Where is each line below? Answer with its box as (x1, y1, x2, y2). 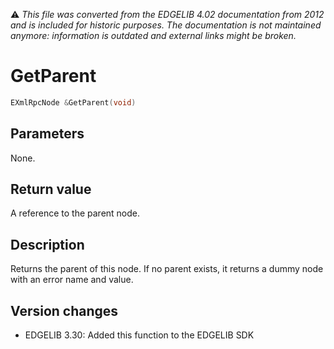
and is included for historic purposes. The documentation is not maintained (10, 19, 322, 31)
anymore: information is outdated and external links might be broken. (10, 30, 297, 41)
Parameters (10, 125, 85, 143)
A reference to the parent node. (10, 207, 141, 219)
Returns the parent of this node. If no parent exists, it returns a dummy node (10, 263, 324, 275)
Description (10, 236, 85, 253)
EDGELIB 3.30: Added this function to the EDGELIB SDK (24, 329, 255, 341)
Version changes (10, 302, 119, 319)
